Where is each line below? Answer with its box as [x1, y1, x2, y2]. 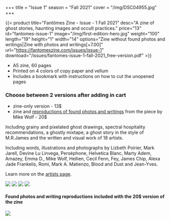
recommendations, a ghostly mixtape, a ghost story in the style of [5, 129, 144, 135]
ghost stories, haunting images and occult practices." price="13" [5, 25, 142, 31]
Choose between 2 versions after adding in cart [5, 91, 126, 98]
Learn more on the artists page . [5, 171, 72, 177]
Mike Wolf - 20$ [12, 114, 48, 120]
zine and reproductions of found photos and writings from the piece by [12, 109, 163, 115]
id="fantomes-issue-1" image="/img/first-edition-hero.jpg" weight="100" [5, 31, 160, 36]
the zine [5, 198, 23, 205]
